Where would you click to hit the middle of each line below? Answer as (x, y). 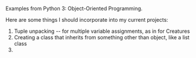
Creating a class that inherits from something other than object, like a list (102, 37)
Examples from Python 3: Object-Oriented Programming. (74, 8)
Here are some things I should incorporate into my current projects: (87, 20)
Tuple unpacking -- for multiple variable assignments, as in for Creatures (102, 31)
